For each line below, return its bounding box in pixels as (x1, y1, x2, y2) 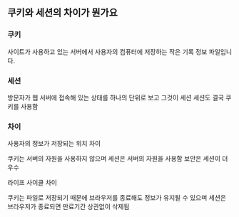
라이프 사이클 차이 (7, 179, 57, 187)
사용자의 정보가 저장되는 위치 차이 (7, 139, 101, 148)
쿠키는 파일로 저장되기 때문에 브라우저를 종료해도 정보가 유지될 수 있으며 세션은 (7, 194, 227, 202)
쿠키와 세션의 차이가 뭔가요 (7, 6, 118, 19)
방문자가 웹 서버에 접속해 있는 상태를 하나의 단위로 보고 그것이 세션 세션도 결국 (7, 93, 225, 102)
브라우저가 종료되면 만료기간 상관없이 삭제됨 (7, 202, 130, 211)
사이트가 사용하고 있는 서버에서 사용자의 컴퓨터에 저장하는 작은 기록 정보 (7, 47, 208, 55)
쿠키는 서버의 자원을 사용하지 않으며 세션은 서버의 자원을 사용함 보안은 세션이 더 (7, 154, 228, 163)
